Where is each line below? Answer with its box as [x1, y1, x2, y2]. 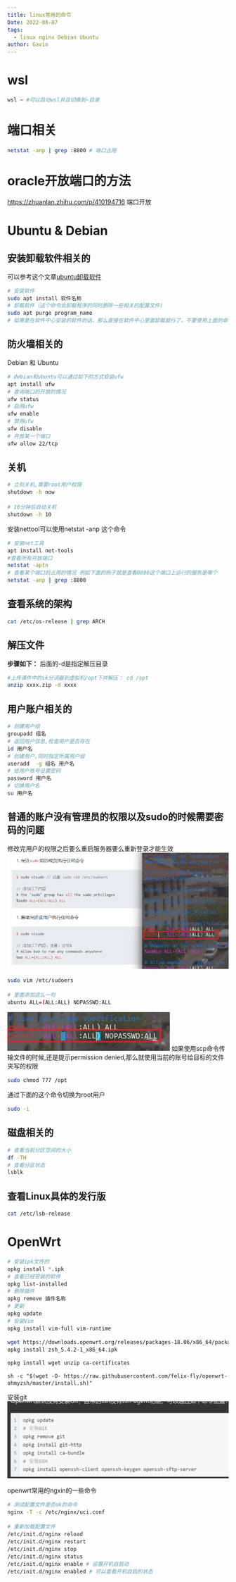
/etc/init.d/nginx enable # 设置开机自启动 [7, 1560, 129, 1567]
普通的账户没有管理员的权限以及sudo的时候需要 [7, 811, 214, 823]
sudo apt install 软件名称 [7, 294, 82, 302]
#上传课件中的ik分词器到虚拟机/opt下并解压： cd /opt [7, 674, 149, 681]
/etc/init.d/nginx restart [7, 1538, 86, 1545]
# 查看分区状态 [7, 1161, 46, 1169]
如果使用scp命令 [171, 1045, 219, 1053]
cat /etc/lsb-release [7, 1210, 71, 1218]
